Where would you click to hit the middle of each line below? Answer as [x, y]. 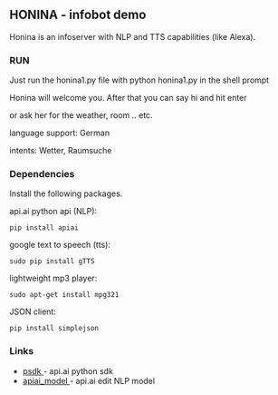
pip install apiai [44, 228]
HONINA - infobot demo [78, 15]
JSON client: [33, 311]
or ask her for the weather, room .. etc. [81, 115]
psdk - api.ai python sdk [67, 370]
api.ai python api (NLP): [53, 212]
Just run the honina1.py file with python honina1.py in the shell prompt [139, 80]
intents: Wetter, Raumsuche [61, 151]
